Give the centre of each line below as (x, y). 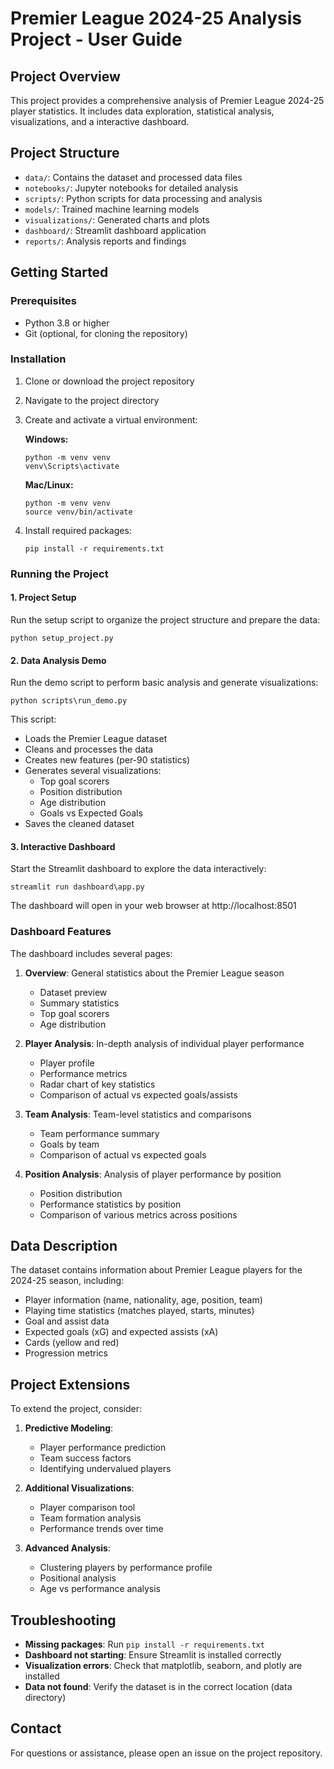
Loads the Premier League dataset (96, 739)
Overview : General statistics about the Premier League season (154, 973)
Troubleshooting (63, 1620)
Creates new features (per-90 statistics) (107, 760)
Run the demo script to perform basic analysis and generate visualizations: (164, 683)
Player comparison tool (87, 1508)
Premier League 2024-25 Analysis (156, 18)
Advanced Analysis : (67, 1548)
